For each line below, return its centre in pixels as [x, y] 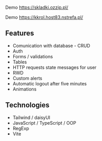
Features [20, 33]
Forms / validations [33, 56]
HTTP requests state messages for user [55, 67]
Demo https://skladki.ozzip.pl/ [37, 7]
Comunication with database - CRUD [51, 45]
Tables [20, 62]
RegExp [21, 128]
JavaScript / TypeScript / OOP [44, 123]
